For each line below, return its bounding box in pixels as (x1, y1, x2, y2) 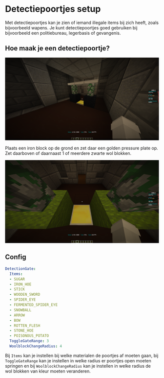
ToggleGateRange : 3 (9, 339, 49, 344)
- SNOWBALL (9, 307, 32, 312)
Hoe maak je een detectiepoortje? (5, 44, 110, 52)
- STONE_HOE (9, 328, 34, 333)
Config (5, 253, 26, 261)
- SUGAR (9, 277, 25, 282)
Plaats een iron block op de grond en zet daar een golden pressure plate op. (5, 145, 159, 151)
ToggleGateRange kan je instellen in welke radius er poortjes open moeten (5, 357, 151, 363)
